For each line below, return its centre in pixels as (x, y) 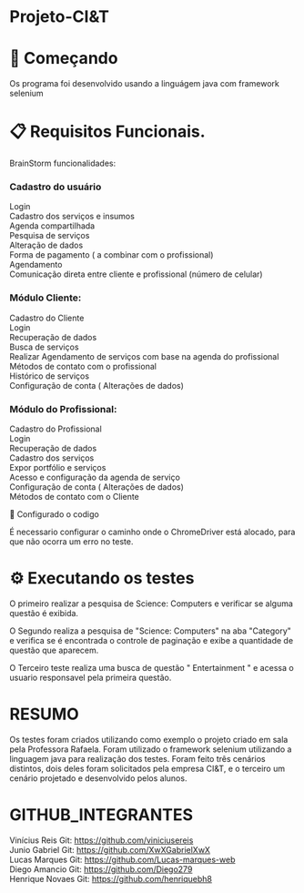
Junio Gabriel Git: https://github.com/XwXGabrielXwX (110, 849)
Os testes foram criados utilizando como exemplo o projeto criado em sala (149, 739)
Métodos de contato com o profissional (83, 366)
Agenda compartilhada (52, 226)
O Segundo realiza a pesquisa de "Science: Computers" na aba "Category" (150, 631)
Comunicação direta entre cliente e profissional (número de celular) (136, 274)
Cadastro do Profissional (56, 429)
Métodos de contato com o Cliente (74, 496)
